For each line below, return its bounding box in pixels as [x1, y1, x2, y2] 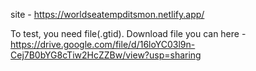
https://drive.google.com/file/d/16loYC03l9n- [10, 39, 196, 50]
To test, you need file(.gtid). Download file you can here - [10, 28, 247, 39]
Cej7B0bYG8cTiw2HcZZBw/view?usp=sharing [10, 49, 202, 61]
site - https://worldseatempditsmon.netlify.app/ [10, 9, 205, 20]
